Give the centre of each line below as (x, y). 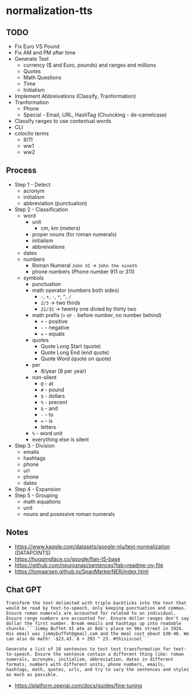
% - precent (54, 402)
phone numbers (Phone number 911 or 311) (83, 271)
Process (21, 171)
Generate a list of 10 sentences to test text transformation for (88, 649)
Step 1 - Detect (32, 184)
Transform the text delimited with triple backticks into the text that (96, 603)
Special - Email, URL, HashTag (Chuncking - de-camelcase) (95, 115)
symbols (33, 278)
